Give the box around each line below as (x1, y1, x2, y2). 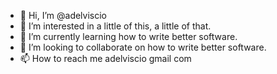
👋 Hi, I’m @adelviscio (19, 10, 108, 21)
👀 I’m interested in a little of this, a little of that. (19, 20, 212, 32)
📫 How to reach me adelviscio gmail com (19, 53, 192, 64)
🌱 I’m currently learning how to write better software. (19, 31, 238, 42)
